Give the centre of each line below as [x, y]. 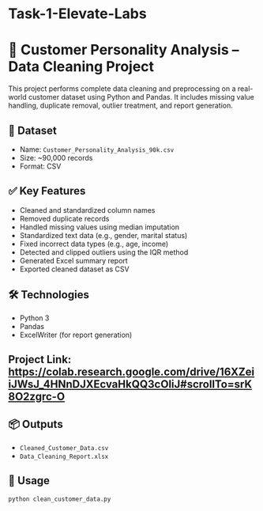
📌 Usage [29, 481]
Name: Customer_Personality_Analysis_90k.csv [97, 149]
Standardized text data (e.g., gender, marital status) [103, 235]
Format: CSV [40, 166]
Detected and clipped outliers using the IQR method [104, 252]
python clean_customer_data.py [60, 499]
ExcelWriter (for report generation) [76, 335]
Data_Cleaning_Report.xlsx [64, 456]
